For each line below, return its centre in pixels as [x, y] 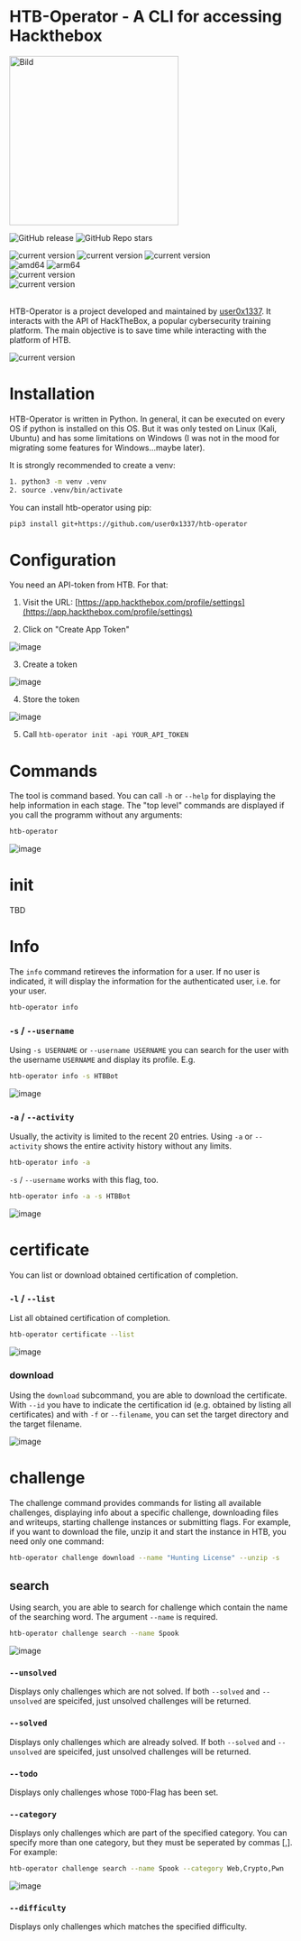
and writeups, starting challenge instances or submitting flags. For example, [150, 1521]
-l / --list [32, 1299]
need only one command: [57, 1541]
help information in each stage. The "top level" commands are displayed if [147, 806]
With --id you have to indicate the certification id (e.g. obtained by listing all [150, 1404]
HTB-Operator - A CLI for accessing [146, 17]
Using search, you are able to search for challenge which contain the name [149, 1607]
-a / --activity [42, 1117]
